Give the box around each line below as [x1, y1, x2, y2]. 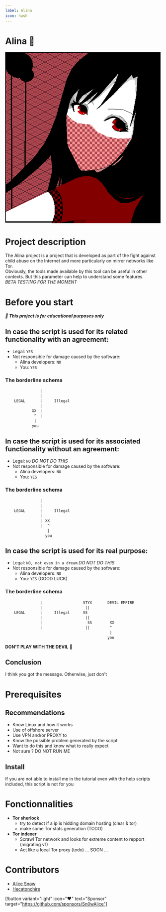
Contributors [5, 864, 60, 876]
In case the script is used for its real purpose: [5, 546, 148, 555]
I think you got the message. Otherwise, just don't [5, 671, 107, 677]
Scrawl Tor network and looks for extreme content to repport [19, 836, 145, 842]
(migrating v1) [19, 842, 48, 848]
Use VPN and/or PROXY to [12, 732, 67, 738]
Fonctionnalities [5, 798, 74, 810]
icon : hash [5, 13, 28, 18]
